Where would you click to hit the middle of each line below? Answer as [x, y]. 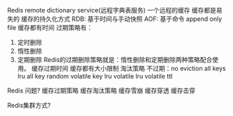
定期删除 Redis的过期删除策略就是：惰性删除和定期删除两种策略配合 [115, 60]
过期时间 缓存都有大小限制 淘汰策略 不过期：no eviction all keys [135, 68]
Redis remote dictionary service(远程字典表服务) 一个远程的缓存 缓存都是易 [115, 10]
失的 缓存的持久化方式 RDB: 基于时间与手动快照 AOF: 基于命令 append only [115, 19]
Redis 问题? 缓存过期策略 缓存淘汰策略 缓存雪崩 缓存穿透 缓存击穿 [102, 90]
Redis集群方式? [29, 105]
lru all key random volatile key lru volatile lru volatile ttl [95, 76]
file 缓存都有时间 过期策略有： [50, 27]
